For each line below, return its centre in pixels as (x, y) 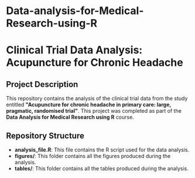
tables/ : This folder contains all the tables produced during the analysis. (101, 168)
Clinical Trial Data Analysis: (74, 50)
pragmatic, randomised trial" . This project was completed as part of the (94, 111)
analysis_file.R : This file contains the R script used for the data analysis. (102, 150)
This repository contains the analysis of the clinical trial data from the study (97, 99)
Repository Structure (45, 135)
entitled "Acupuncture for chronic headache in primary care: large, (89, 105)
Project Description (42, 84)
